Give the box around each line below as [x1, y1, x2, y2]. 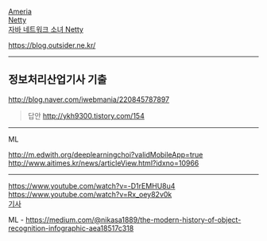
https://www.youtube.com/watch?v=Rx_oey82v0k [8, 189, 172, 199]
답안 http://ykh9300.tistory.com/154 [27, 111, 145, 120]
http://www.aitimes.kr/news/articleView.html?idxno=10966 [8, 158, 199, 168]
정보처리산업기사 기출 [8, 73, 107, 87]
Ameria [8, 7, 32, 16]
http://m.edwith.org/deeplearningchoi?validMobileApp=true [8, 150, 203, 159]
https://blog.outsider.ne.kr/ [8, 41, 96, 50]
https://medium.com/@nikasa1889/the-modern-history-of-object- [25, 215, 242, 224]
